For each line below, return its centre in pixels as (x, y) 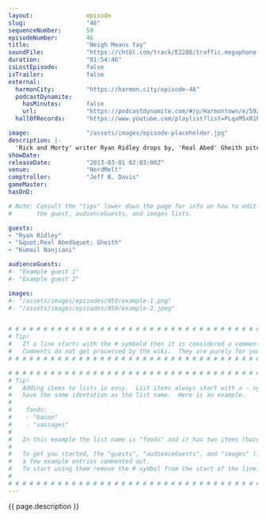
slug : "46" (55, 23)
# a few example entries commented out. (79, 462)
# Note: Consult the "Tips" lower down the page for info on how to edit (133, 206)
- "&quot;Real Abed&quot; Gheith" (65, 242)
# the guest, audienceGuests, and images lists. (101, 214)
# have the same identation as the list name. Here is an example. (127, 395)
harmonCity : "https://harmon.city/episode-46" (108, 89)
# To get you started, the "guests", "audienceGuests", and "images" (129, 454)
